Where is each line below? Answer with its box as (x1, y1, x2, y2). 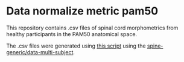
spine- (147, 42, 163, 49)
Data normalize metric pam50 (6, 4, 159, 18)
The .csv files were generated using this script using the (6, 42, 146, 49)
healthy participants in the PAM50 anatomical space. (6, 30, 138, 37)
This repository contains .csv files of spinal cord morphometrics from (6, 24, 179, 31)
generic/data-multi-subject (6, 48, 74, 55)
